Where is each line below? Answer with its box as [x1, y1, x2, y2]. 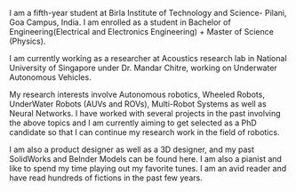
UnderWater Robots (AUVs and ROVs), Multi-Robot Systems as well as [9, 99, 267, 109]
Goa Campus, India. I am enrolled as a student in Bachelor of [9, 17, 231, 28]
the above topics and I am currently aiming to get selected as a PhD [9, 117, 258, 128]
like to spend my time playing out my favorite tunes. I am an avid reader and [9, 164, 287, 173]
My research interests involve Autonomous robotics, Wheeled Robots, [9, 89, 265, 100]
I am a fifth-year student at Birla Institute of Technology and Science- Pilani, [9, 8, 287, 18]
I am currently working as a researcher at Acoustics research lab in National [9, 53, 287, 63]
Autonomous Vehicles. [9, 72, 92, 83]
